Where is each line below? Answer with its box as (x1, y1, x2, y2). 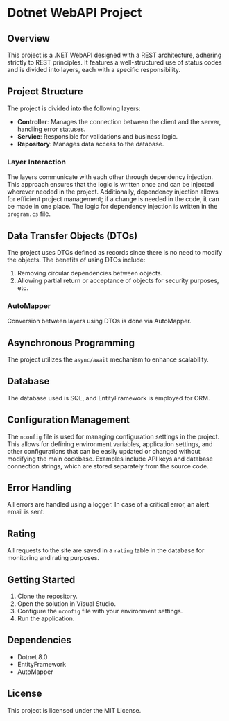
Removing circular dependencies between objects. (17, 269, 163, 277)
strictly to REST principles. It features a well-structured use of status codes (7, 58, 222, 67)
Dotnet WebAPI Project (7, 5, 142, 21)
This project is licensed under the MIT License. (7, 706, 142, 714)
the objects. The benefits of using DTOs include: (7, 255, 146, 264)
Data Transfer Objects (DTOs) (7, 230, 138, 241)
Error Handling (7, 482, 71, 494)
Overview (7, 33, 51, 44)
